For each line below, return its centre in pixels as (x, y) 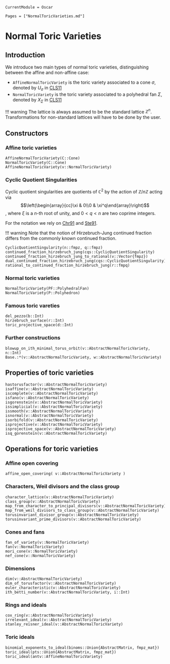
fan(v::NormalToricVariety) (35, 547)
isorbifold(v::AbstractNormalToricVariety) (52, 420)
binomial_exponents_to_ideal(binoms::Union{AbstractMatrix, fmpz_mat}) (82, 648)
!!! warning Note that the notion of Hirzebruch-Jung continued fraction (78, 233)
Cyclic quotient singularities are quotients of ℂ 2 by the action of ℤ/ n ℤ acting (84, 191)
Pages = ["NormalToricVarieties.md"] (45, 16)
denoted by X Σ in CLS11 (37, 100)
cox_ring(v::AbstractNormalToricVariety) (50, 616)
